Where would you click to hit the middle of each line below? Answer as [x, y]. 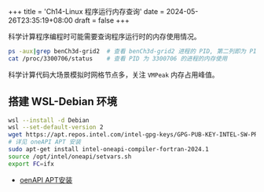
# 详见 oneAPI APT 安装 [44, 142]
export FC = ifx [31, 164]
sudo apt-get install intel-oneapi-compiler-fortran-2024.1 [109, 150]
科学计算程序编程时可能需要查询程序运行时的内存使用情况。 [104, 36]
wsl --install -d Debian [49, 120]
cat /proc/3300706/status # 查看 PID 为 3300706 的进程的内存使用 [118, 58]
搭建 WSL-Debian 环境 [63, 101]
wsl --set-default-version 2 [56, 128]
